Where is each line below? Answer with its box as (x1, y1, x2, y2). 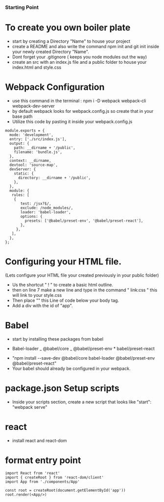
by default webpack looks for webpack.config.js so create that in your (12, 108, 154, 114)
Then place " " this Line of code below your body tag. (12, 297, 119, 303)
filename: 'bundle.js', (14, 149, 63, 155)
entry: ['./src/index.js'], (9, 136, 67, 141)
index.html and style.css (12, 64, 62, 70)
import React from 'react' (5, 471, 60, 476)
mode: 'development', (9, 132, 54, 137)
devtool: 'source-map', (9, 162, 58, 167)
